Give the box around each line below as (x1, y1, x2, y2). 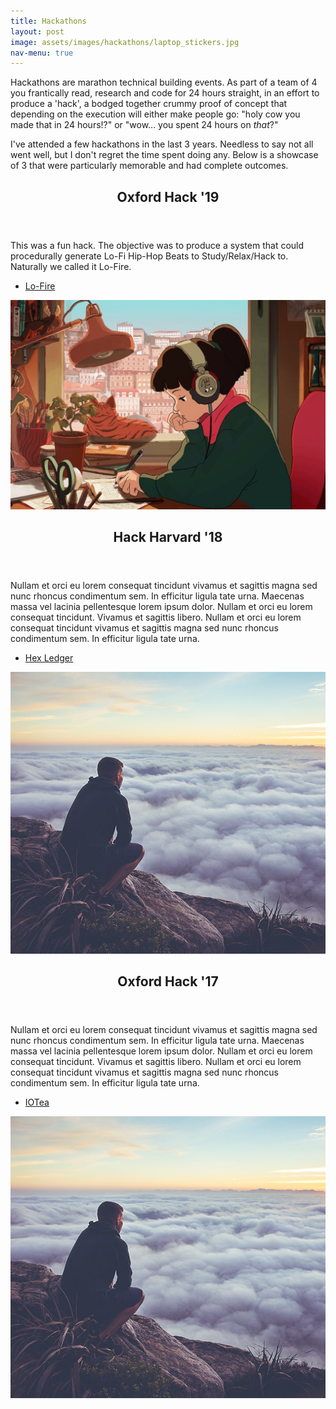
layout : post (10, 26, 65, 37)
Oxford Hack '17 (117, 973, 219, 990)
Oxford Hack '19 (116, 188, 220, 205)
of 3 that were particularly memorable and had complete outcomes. (10, 160, 289, 172)
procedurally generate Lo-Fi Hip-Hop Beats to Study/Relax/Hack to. (10, 250, 289, 262)
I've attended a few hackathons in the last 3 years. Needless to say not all (10, 138, 314, 150)
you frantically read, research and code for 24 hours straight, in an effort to (10, 87, 320, 99)
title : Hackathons (10, 16, 87, 26)
